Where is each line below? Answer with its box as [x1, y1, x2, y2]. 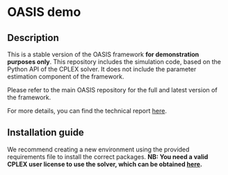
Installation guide [7, 126, 85, 139]
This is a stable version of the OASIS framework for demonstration [7, 50, 199, 58]
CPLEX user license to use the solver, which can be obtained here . [7, 160, 203, 168]
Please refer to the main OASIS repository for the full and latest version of [7, 86, 218, 94]
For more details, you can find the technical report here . [7, 107, 167, 115]
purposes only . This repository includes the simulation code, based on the [7, 58, 221, 66]
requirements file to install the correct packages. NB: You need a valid [7, 152, 209, 160]
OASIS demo [7, 4, 81, 20]
